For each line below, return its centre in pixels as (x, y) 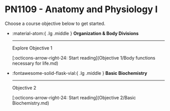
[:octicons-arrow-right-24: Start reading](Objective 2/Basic (74, 97)
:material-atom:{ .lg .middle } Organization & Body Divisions (75, 33)
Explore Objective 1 (32, 48)
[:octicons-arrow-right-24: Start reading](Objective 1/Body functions (84, 58)
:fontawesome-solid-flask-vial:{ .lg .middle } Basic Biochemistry (80, 73)
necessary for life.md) (35, 63)
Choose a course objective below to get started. (55, 23)
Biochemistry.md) (30, 103)
